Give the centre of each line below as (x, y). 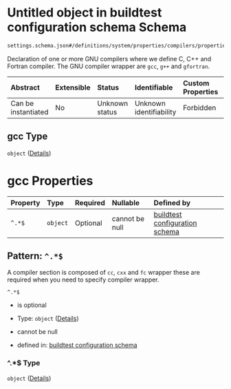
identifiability (155, 112)
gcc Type (27, 137)
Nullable (125, 202)
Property (25, 202)
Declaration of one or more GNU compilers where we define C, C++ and (109, 59)
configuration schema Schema (97, 27)
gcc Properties (50, 181)
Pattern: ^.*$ (35, 256)
